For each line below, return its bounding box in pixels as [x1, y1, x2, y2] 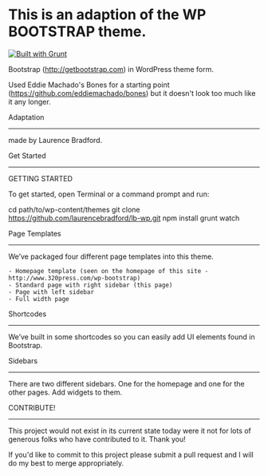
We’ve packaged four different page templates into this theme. [8, 252, 214, 261]
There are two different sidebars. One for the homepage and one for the [8, 379, 245, 388]
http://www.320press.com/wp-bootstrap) [8, 274, 141, 282]
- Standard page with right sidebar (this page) [8, 281, 173, 289]
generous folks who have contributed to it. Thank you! [8, 434, 186, 444]
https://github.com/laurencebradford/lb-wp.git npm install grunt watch [8, 213, 240, 223]
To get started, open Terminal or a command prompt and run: [8, 189, 210, 199]
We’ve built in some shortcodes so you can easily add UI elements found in [8, 331, 255, 341]
